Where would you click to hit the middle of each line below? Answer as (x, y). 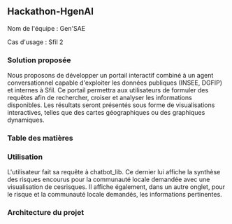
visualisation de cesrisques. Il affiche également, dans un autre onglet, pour (116, 187)
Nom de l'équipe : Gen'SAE (46, 28)
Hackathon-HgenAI (51, 12)
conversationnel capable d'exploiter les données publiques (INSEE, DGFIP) (115, 83)
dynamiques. (26, 120)
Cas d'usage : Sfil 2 (35, 42)
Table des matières (40, 138)
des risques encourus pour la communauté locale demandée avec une (109, 180)
